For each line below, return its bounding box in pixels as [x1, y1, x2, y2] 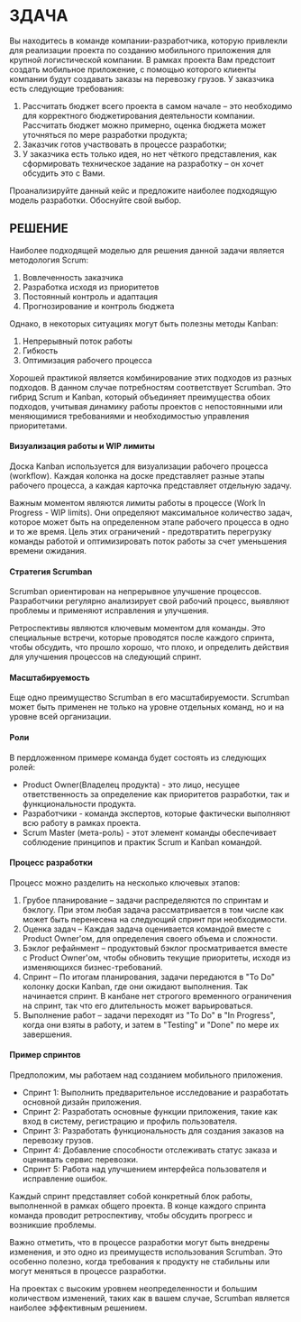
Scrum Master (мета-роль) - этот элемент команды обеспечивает [22, 827, 277, 838]
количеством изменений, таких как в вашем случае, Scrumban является [9, 1292, 290, 1303]
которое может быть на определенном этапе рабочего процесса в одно [9, 516, 289, 528]
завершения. [22, 1029, 73, 1040]
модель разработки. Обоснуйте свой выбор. [9, 195, 182, 206]
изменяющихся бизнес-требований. [22, 961, 163, 972]
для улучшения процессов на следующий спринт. [9, 651, 202, 663]
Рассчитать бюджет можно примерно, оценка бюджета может [22, 119, 267, 131]
